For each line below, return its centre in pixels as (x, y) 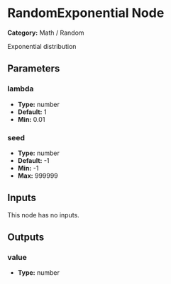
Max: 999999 (38, 176)
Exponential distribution (42, 46)
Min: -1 (28, 168)
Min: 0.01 (31, 119)
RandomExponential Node (86, 13)
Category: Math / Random (46, 33)
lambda (21, 89)
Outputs (26, 238)
